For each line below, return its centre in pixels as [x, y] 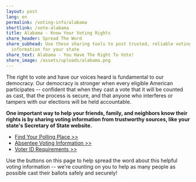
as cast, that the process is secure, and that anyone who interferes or [90, 95]
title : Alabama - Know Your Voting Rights [58, 33]
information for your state [45, 50]
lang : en [17, 17]
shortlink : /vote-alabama [37, 28]
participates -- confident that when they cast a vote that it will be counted [95, 89]
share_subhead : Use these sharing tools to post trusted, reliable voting [99, 44]
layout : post [22, 11]
